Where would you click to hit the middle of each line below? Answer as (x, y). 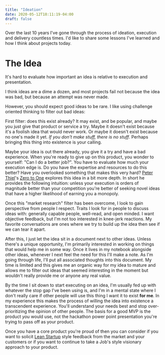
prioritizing (16, 312)
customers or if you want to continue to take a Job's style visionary (73, 342)
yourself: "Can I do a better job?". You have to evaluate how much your (77, 162)
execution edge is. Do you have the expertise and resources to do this (76, 168)
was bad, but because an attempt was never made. (57, 97)
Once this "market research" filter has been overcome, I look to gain (74, 203)
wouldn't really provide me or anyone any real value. (58, 276)
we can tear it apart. (25, 229)
